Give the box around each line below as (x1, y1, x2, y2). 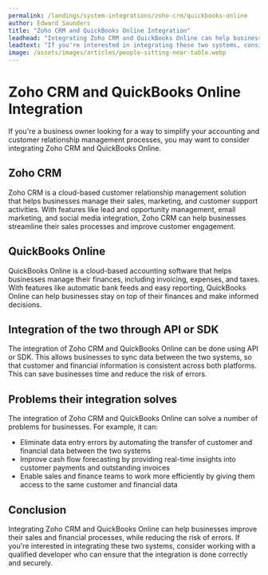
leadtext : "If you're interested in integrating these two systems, (8, 41, 241, 49)
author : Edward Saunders (8, 19, 91, 27)
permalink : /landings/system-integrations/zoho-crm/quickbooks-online (8, 11, 248, 20)
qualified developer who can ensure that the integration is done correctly (8, 549, 248, 559)
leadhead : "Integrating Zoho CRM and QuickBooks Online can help (8, 33, 230, 42)
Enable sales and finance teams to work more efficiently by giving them (19, 471, 255, 481)
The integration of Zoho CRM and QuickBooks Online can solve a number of (8, 414, 258, 423)
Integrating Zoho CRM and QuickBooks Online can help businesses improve (8, 524, 258, 534)
